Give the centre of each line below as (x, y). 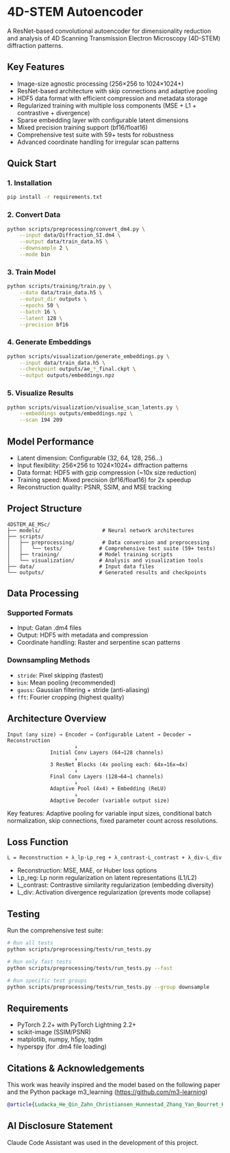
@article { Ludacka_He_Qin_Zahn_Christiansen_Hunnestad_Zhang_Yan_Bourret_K (116, 1105)
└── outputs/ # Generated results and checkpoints (107, 572)
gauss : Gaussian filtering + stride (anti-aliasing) (83, 689)
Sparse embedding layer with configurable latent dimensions (103, 120)
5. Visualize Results (40, 393)
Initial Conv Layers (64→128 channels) (107, 752)
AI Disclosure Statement (60, 1126)
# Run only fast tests (39, 962)
